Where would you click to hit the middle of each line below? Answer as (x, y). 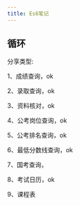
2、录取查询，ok (31, 91)
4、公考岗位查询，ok (37, 121)
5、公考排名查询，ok (37, 136)
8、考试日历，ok (31, 180)
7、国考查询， (27, 165)
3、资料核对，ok (31, 106)
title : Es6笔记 (28, 14)
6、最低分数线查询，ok (40, 150)
